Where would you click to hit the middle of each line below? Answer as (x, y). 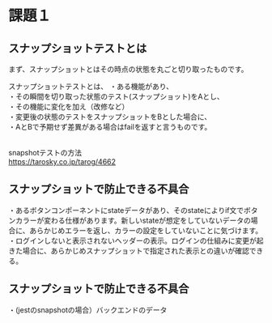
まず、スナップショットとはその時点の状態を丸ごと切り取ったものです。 (128, 69)
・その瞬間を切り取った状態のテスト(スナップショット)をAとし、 (116, 96)
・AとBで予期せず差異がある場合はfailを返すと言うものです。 (110, 127)
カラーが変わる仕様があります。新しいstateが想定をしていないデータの (133, 220)
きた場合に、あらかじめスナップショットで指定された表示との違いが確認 (129, 250)
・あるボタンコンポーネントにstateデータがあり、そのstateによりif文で (126, 210)
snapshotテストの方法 (45, 153)
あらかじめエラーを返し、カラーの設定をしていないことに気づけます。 (146, 230)
